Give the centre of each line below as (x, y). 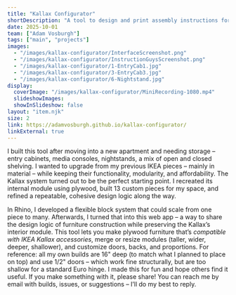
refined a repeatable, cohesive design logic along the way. (92, 196)
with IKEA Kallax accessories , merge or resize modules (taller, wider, (106, 240)
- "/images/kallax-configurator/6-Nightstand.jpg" (89, 79)
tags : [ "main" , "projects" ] (48, 40)
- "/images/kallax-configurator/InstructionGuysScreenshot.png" (110, 60)
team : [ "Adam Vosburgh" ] (44, 33)
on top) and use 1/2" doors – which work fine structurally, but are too (107, 262)
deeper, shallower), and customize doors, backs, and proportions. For (108, 247)
